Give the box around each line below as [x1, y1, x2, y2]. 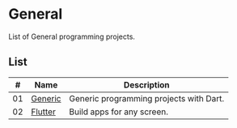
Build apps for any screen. [69, 106, 168, 117]
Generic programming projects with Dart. [69, 92, 225, 104]
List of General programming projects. [8, 32, 136, 41]
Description [124, 79, 170, 90]
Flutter [31, 106, 57, 117]
